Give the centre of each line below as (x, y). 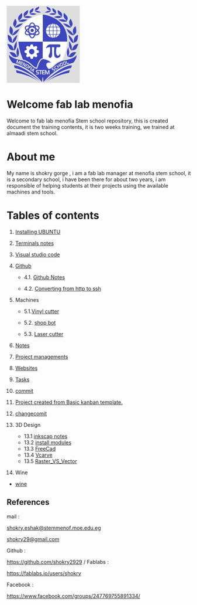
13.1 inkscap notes (46, 436)
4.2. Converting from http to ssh (63, 288)
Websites (26, 368)
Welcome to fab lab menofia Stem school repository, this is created (87, 121)
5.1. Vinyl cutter (42, 311)
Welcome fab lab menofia (70, 105)
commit (24, 390)
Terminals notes (34, 243)
